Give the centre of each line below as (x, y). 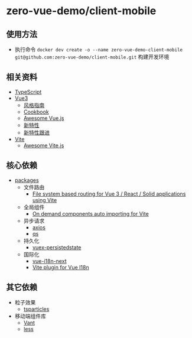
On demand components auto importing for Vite (90, 213)
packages (27, 180)
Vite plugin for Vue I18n (61, 267)
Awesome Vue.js (44, 118)
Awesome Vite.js (44, 145)
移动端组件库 (30, 316)
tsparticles (36, 309)
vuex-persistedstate (57, 247)
